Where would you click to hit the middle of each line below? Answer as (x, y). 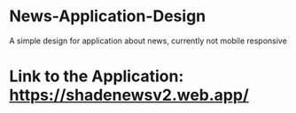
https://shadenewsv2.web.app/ (129, 95)
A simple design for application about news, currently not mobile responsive (148, 41)
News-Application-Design (108, 16)
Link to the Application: (97, 76)
